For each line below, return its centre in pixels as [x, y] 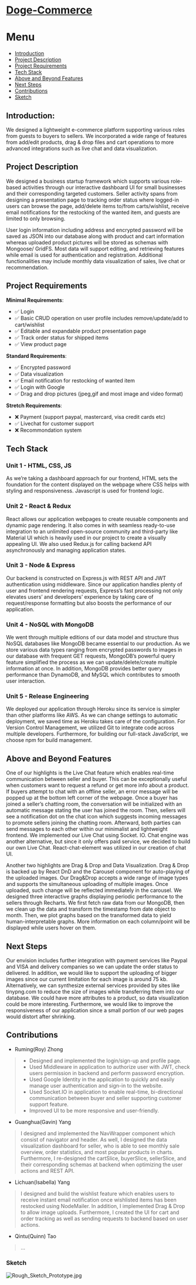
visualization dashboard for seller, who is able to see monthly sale [100, 1146]
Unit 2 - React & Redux [39, 506]
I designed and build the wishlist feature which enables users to [97, 1193]
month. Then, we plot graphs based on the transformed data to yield [89, 915]
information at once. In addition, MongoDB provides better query [84, 669]
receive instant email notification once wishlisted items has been [99, 1200]
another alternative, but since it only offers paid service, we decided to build [98, 841]
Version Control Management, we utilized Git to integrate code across [90, 728]
